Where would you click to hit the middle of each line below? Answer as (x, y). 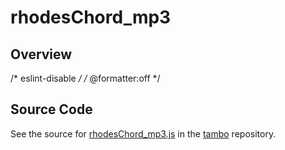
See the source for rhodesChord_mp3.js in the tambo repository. (143, 133)
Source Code (51, 109)
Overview (41, 54)
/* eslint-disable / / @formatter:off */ (85, 78)
